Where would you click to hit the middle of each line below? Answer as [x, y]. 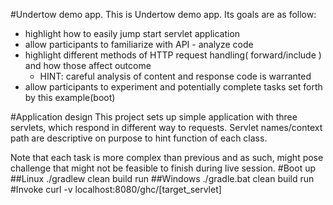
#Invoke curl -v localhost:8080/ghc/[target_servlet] [116, 189]
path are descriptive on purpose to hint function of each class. [139, 138]
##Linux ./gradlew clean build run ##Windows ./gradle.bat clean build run [162, 178]
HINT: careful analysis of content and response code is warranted [175, 76]
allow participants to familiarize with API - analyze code [139, 44]
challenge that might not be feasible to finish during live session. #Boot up [163, 168]
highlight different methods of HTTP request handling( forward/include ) [173, 55]
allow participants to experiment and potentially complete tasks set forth [173, 87]
